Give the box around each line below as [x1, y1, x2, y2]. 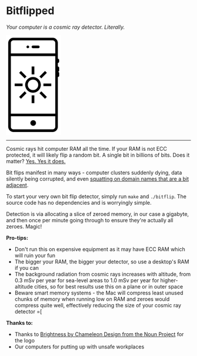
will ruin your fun [14, 252, 56, 259]
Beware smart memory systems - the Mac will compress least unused [14, 289, 184, 296]
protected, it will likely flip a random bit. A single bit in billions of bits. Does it [6, 151, 190, 158]
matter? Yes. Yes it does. [6, 157, 66, 165]
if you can [14, 264, 39, 271]
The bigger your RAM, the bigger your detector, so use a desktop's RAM [14, 258, 189, 265]
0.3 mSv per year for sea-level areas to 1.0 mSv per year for [14, 277, 159, 284]
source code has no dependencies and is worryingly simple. [6, 199, 152, 206]
